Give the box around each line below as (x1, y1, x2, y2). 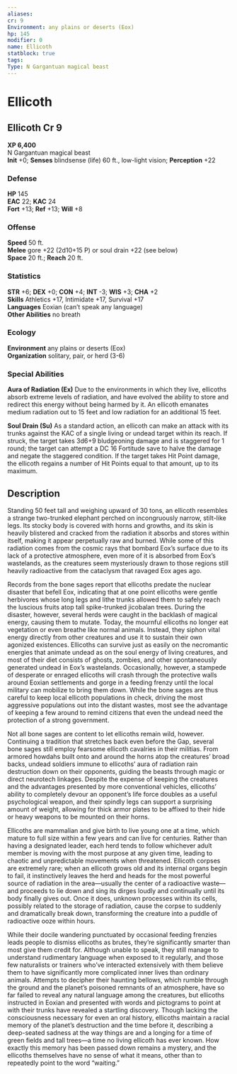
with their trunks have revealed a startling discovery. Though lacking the (7, 1005, 218, 1014)
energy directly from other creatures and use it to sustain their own (7, 633, 203, 641)
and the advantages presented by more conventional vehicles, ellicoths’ (7, 782, 217, 791)
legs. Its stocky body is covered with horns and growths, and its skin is (7, 521, 214, 529)
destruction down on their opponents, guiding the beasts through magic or (7, 767, 225, 775)
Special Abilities (7, 369, 64, 379)
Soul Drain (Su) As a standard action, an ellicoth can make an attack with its (7, 421, 229, 430)
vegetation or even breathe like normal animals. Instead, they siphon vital (7, 625, 221, 633)
